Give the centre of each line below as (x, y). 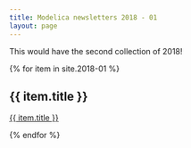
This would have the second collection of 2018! (96, 51)
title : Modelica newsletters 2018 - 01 (83, 17)
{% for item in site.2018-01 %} (65, 69)
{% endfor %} (35, 136)
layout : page (33, 26)
